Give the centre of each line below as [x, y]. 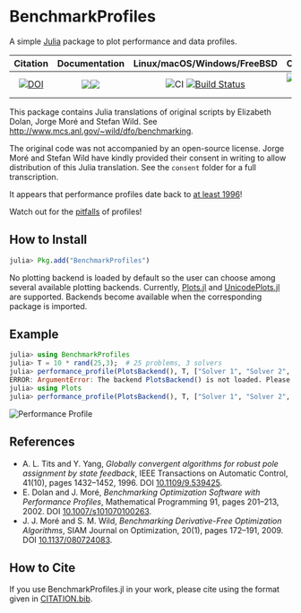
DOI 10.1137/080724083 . [67, 540]
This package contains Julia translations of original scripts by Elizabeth [140, 112]
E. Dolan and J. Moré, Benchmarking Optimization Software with [141, 492]
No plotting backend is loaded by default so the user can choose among [142, 277]
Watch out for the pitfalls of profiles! [76, 212]
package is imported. [48, 306]
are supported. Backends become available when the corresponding [136, 297]
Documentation [91, 63]
